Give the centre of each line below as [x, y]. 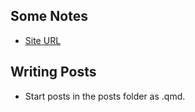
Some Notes [49, 16]
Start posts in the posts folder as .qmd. [105, 96]
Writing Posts [53, 72]
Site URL [43, 40]
